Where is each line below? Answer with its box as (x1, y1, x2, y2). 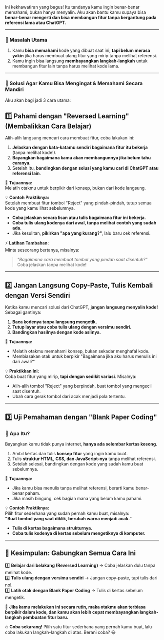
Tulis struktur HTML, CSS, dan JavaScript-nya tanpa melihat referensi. (12, 456, 156, 462)
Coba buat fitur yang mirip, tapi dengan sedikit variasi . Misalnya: (5, 374, 137, 379)
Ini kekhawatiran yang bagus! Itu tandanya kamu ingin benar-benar (5, 4, 140, 10)
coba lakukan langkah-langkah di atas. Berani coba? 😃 (5, 629, 116, 635)
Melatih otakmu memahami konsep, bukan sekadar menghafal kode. (12, 348, 150, 354)
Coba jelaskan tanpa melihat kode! (17, 262, 87, 268)
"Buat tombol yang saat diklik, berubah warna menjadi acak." (5, 515, 132, 521)
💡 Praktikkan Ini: (5, 368, 40, 374)
